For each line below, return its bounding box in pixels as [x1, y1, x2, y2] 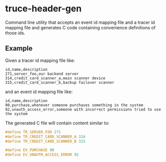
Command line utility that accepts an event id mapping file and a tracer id [5, 19, 155, 25]
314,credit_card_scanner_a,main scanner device [5, 75, 106, 81]
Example [5, 44, 33, 53]
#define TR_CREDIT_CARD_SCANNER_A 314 [5, 134, 85, 139]
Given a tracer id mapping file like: [5, 57, 76, 63]
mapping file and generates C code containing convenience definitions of [5, 24, 156, 30]
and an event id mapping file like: [5, 89, 73, 95]
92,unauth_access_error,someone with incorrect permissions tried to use [5, 107, 162, 112]
